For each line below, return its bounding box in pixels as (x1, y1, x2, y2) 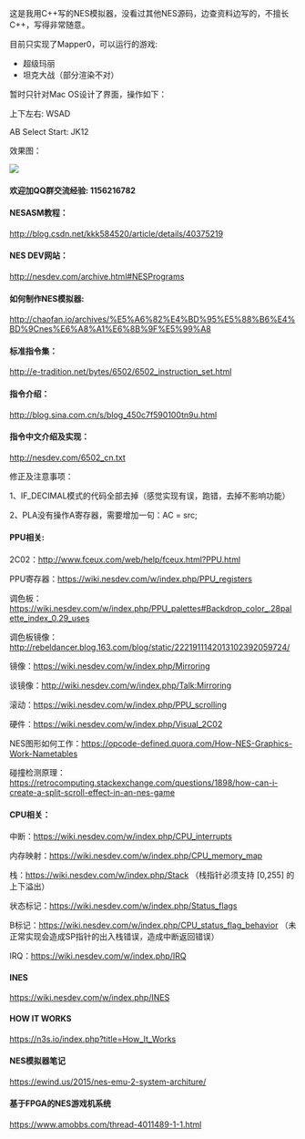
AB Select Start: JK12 (9, 127, 89, 137)
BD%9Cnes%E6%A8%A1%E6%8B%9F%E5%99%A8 (9, 323, 212, 334)
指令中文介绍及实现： (9, 431, 89, 442)
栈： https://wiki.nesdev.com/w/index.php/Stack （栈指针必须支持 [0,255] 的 (9, 869, 295, 881)
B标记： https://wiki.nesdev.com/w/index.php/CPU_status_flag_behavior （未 (9, 919, 297, 931)
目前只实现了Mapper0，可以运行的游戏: (9, 39, 158, 49)
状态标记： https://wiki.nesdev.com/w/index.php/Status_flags (9, 900, 239, 911)
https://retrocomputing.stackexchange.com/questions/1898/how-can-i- (9, 777, 279, 788)
